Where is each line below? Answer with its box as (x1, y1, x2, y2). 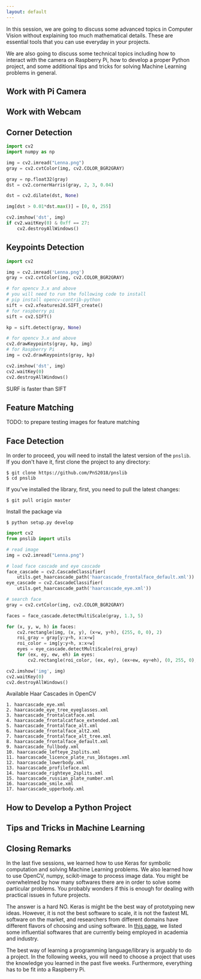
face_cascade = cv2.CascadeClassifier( (6, 568, 106, 575)
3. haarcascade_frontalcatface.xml (6, 712, 95, 718)
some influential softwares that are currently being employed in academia (6, 928, 188, 936)
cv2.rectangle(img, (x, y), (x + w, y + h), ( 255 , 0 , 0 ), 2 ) (17, 629, 163, 635)
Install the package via (6, 508, 62, 515)
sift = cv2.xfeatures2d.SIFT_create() (6, 302, 103, 308)
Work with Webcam (6, 107, 82, 117)
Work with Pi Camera (6, 87, 87, 97)
